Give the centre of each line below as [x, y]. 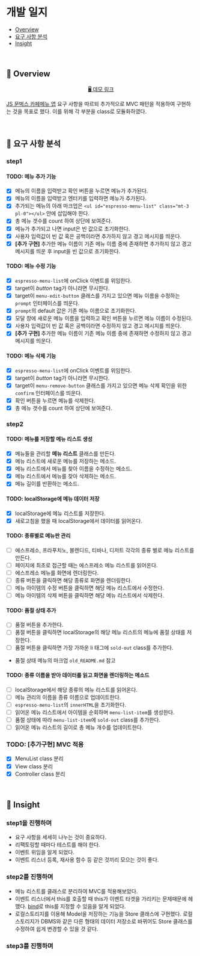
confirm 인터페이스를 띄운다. [48, 393]
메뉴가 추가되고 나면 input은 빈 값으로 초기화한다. [72, 229]
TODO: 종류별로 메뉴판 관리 [38, 535]
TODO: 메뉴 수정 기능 [31, 266]
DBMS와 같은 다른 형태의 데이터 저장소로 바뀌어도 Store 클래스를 [117, 921]
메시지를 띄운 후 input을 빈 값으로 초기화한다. [68, 251]
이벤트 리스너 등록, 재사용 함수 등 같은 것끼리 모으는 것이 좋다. [87, 860]
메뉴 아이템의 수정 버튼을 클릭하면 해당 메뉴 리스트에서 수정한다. [89, 588]
